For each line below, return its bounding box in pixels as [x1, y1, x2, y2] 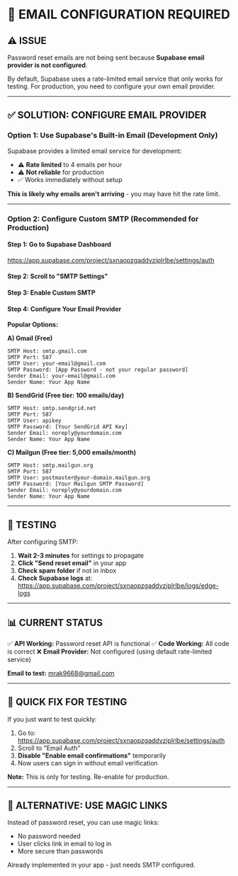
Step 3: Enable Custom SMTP [7, 288, 96, 297]
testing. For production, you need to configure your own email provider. [7, 82, 216, 91]
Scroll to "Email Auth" [17, 744, 81, 752]
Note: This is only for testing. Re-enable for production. [7, 772, 169, 781]
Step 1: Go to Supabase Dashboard [7, 240, 112, 249]
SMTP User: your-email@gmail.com [7, 360, 106, 368]
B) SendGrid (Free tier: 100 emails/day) [7, 391, 125, 399]
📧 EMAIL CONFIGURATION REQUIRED [7, 6, 230, 23]
